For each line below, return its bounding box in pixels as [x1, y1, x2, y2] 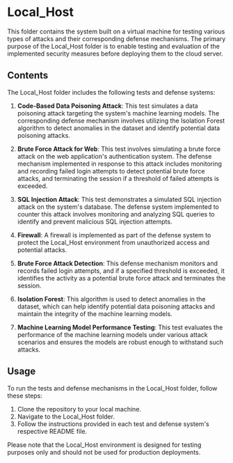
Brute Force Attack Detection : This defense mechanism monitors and [17, 259, 218, 267]
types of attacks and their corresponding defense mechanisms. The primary [7, 34, 226, 42]
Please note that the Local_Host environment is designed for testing [7, 440, 202, 449]
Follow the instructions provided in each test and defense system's [17, 419, 210, 428]
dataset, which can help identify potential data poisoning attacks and [17, 302, 216, 311]
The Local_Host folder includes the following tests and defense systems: [7, 88, 216, 96]
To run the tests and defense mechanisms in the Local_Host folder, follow [7, 384, 218, 392]
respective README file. [17, 427, 88, 435]
